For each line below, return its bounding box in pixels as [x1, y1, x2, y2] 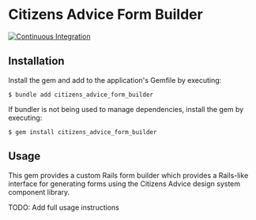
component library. [8, 187, 70, 196]
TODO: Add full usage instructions [8, 203, 120, 212]
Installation [8, 54, 65, 68]
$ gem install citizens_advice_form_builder [8, 128, 157, 136]
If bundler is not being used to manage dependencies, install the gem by [8, 104, 244, 114]
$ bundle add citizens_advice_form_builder [8, 91, 154, 99]
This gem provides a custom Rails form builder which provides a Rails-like [8, 170, 249, 180]
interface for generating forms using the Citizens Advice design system [8, 179, 241, 188]
